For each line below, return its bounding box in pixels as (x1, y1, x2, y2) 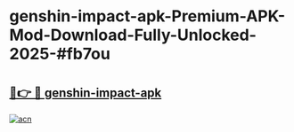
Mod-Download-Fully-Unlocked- (9, 25, 257, 45)
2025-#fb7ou (9, 44, 111, 64)
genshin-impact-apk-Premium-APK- (9, 6, 286, 27)
